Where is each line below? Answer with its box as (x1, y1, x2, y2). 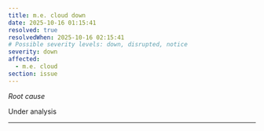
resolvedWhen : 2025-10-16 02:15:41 (8, 33, 125, 42)
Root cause (8, 91, 46, 100)
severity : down (8, 48, 58, 56)
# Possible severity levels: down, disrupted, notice (8, 41, 189, 49)
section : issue (8, 70, 58, 78)
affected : (8, 56, 41, 64)
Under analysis (8, 107, 57, 116)
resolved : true (8, 26, 58, 34)
